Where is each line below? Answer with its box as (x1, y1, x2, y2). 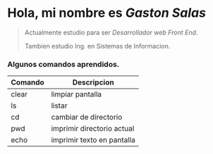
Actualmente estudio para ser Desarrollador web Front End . (24, 28, 198, 37)
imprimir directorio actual (51, 124, 135, 134)
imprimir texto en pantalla (51, 135, 135, 145)
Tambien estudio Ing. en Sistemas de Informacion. (24, 41, 171, 50)
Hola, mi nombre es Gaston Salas (7, 5, 207, 21)
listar (51, 101, 68, 110)
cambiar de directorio (51, 113, 123, 122)
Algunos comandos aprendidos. (7, 59, 120, 69)
